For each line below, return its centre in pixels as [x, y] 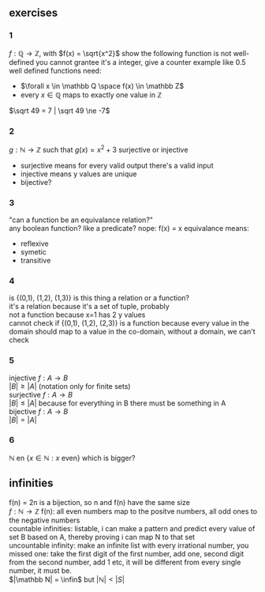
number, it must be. [41, 570]
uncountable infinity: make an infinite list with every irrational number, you [129, 545]
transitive [35, 260]
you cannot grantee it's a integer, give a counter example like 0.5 [141, 62]
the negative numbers [45, 520]
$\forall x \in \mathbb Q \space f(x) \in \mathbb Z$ [102, 85]
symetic [33, 251]
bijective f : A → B [39, 411]
